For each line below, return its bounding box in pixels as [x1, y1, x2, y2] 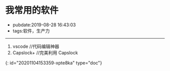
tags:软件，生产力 [12, 27, 50, 33]
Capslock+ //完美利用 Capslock [12, 49, 78, 56]
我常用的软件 [5, 5, 59, 16]
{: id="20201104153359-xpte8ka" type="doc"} [5, 59, 102, 66]
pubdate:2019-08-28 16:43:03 [12, 21, 76, 28]
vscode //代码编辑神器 [12, 43, 60, 49]
